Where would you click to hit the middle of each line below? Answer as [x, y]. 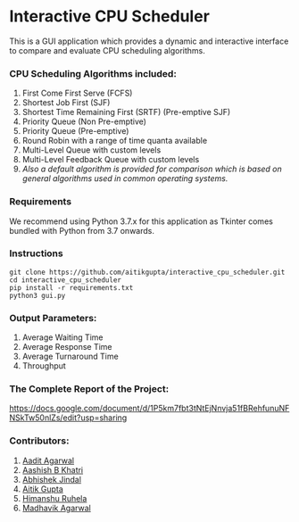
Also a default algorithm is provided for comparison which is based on [152, 169]
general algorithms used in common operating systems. [125, 178]
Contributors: [39, 441]
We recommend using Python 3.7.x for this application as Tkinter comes [141, 221]
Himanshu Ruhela [54, 498]
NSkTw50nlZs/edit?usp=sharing [68, 418]
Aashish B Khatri [53, 469]
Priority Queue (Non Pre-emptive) [84, 121]
